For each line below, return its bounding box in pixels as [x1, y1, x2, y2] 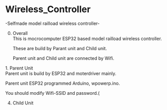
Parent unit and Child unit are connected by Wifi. [12, 55, 115, 61]
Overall [12, 30, 28, 36]
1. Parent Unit [5, 65, 34, 71]
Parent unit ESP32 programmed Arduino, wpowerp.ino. [5, 80, 120, 86]
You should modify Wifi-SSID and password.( [5, 90, 100, 96]
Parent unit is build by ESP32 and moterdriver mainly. [5, 70, 117, 77]
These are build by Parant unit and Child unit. [12, 45, 108, 51]
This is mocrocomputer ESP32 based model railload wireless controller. [12, 35, 162, 42]
